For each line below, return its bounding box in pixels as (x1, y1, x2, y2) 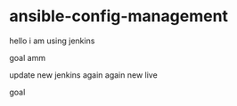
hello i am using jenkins (9, 35, 95, 46)
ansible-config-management (9, 6, 229, 26)
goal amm (9, 52, 46, 63)
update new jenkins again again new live (9, 69, 158, 80)
